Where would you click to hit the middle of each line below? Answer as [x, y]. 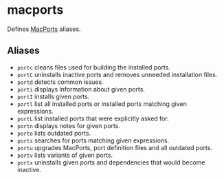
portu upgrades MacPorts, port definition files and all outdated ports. [115, 147]
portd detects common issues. [60, 82]
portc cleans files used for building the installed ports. [93, 67]
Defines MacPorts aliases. [44, 29]
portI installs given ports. [53, 96]
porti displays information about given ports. [81, 89]
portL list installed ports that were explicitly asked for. [93, 118]
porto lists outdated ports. [54, 133]
